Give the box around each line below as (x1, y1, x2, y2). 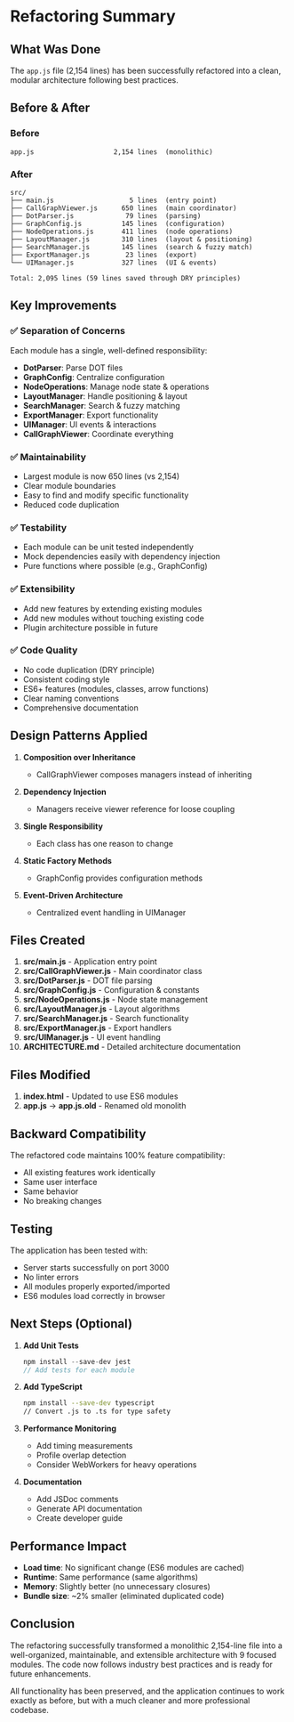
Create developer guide (36, 1513, 123, 1523)
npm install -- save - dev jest (22, 1357, 131, 1366)
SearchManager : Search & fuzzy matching (22, 400, 180, 410)
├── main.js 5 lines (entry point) (10, 196, 218, 205)
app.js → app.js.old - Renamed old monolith (22, 1101, 187, 1111)
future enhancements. (10, 1668, 91, 1679)
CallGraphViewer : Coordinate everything (22, 428, 174, 439)
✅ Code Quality (10, 644, 78, 656)
